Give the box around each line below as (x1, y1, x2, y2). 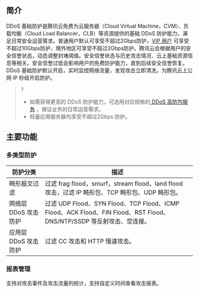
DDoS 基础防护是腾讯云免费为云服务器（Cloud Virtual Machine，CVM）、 (6, 22, 184, 30)
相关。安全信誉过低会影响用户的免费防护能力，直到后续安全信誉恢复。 (16, 59, 188, 66)
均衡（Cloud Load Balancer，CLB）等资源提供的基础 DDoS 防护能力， (11, 30, 183, 37)
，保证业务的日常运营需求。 (36, 105, 104, 112)
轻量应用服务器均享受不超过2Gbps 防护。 (29, 113, 131, 120)
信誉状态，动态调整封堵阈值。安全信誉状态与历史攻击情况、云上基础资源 (11, 52, 188, 59)
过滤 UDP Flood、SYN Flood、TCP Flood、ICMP (44, 199, 179, 207)
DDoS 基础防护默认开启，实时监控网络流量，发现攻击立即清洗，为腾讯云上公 (6, 67, 193, 74)
